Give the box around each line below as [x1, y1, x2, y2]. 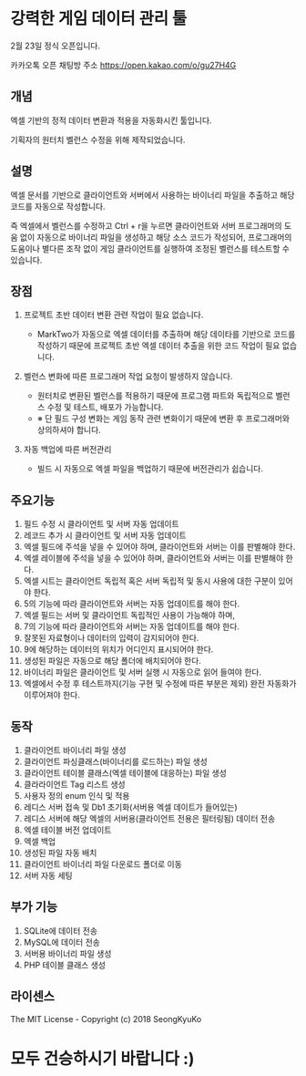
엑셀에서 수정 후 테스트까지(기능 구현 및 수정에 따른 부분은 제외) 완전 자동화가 [23, 678, 297, 689]
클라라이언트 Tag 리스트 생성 [23, 779, 126, 790]
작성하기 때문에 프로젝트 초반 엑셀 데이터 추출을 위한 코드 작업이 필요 [36, 340, 280, 351]
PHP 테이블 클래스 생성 [23, 959, 106, 970]
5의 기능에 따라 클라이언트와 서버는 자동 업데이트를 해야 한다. [23, 598, 240, 609]
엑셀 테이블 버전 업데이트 [23, 824, 112, 835]
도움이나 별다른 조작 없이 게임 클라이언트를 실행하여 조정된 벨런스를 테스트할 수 [10, 243, 291, 253]
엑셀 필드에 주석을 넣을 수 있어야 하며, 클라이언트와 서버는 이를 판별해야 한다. [23, 542, 296, 553]
